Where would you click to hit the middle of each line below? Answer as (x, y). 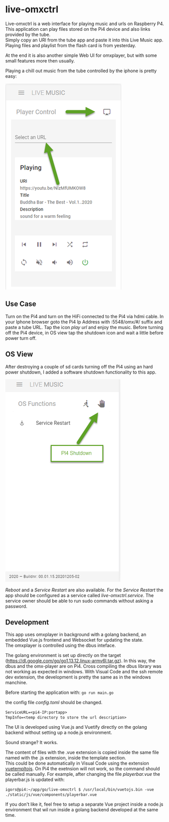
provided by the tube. (28, 34)
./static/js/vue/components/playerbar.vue (51, 795)
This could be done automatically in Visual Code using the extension (77, 763)
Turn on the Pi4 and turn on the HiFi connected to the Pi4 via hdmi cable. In (84, 316)
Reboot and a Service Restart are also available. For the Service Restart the (84, 590)
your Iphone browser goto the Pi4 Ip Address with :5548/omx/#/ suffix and (84, 322)
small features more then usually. (40, 60)
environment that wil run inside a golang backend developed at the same (82, 810)
